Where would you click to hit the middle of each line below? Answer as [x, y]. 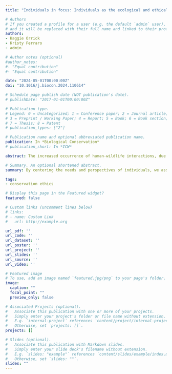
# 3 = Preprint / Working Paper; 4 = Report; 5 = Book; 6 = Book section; [87, 119]
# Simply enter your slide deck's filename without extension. [76, 349]
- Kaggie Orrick [23, 38]
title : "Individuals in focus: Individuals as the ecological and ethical [87, 10]
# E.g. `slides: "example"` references [50, 354]
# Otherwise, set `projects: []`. [44, 326]
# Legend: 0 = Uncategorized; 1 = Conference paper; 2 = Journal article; [87, 113]
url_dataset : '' [23, 241]
